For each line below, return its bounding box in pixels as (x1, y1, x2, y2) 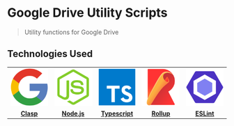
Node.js (61, 109, 85, 118)
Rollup (151, 109, 171, 118)
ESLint (194, 109, 214, 118)
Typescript (100, 109, 134, 118)
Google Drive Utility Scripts (7, 5, 169, 21)
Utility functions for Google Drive (24, 28, 119, 36)
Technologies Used (7, 48, 93, 60)
